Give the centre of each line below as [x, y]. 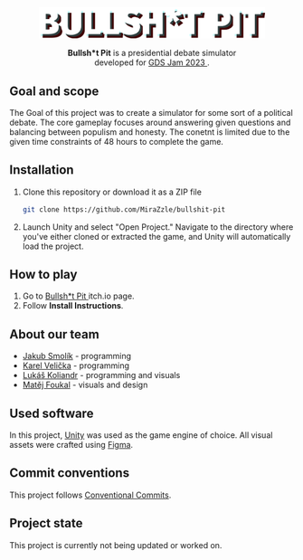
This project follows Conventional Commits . [90, 495]
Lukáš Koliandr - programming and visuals [101, 375]
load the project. [53, 246]
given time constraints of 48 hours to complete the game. [117, 141]
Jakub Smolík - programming [77, 356]
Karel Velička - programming [76, 365]
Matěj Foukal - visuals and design [85, 385]
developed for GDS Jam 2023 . [152, 62]
